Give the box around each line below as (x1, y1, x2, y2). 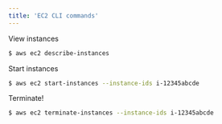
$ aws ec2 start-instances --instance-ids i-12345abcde (8, 79, 199, 87)
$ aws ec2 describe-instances (8, 49, 110, 57)
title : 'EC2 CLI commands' (8, 11, 99, 20)
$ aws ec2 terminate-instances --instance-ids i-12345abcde (8, 109, 215, 117)
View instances (8, 34, 59, 43)
